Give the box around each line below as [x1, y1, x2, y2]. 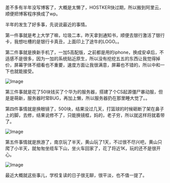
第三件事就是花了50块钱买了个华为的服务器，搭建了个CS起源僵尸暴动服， [5, 89, 159, 95]
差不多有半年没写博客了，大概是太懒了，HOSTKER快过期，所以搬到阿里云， [5, 5, 163, 10]
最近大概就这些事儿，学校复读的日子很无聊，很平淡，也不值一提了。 [5, 172, 147, 178]
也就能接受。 [9, 68, 36, 74]
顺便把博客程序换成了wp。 [5, 11, 61, 17]
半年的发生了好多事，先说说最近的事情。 [5, 22, 90, 27]
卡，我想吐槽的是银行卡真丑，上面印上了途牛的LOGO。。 [5, 38, 122, 44]
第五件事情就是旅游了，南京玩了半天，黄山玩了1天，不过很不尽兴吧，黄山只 [5, 139, 162, 145]
